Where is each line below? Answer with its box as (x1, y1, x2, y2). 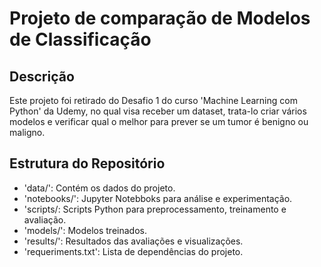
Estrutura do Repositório (9, 155, 166, 172)
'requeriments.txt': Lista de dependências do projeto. (23, 245, 244, 257)
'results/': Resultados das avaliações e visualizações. (23, 235, 244, 247)
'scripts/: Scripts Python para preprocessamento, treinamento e (23, 203, 287, 215)
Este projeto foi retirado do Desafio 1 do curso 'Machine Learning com (9, 95, 298, 106)
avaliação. (23, 213, 67, 226)
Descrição (9, 68, 75, 85)
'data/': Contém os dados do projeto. (23, 182, 176, 194)
